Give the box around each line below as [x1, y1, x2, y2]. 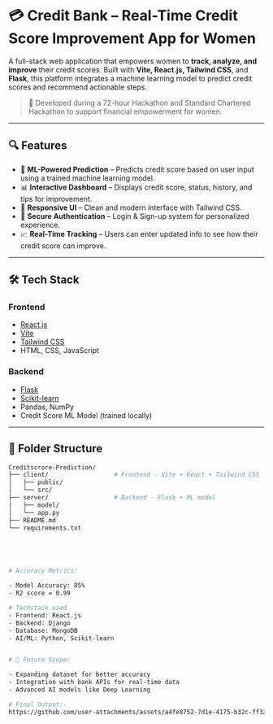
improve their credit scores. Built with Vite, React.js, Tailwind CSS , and [8, 64, 249, 74]
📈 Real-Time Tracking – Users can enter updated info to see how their [19, 229, 258, 238]
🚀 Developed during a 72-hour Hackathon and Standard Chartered [28, 98, 251, 107]
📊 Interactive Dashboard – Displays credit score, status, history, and [19, 182, 253, 192]
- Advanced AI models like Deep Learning [8, 686, 151, 694]
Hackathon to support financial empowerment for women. [28, 107, 223, 116]
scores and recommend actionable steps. [8, 82, 148, 92]
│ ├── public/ [8, 478, 63, 486]
